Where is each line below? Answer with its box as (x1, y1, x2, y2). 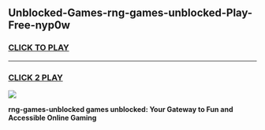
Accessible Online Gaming (8, 113, 97, 122)
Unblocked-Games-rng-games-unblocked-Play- (8, 6, 253, 20)
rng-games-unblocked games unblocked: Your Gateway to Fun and (8, 104, 233, 113)
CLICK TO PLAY (8, 43, 69, 54)
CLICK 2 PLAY (8, 72, 63, 83)
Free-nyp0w (8, 19, 71, 32)
